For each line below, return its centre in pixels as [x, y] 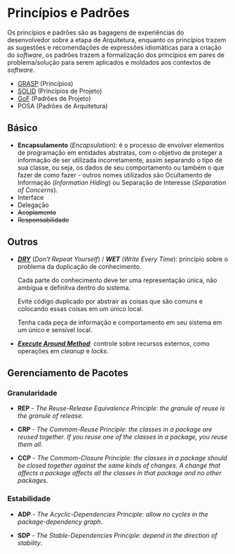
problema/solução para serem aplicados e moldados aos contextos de [109, 62]
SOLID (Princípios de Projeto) [60, 91]
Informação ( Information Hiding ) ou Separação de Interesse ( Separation [122, 182]
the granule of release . [51, 416]
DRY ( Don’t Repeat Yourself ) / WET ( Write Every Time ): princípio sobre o [123, 259]
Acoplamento [37, 212]
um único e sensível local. [55, 329]
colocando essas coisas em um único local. [80, 308]
